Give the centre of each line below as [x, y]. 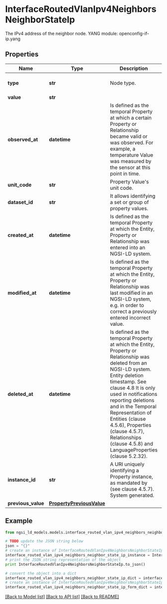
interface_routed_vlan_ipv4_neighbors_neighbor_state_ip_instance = [78, 555]
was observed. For [132, 143]
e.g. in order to [127, 305]
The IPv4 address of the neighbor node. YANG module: [62, 33]
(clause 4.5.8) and [131, 444]
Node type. [123, 83]
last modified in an [131, 293]
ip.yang [13, 39]
